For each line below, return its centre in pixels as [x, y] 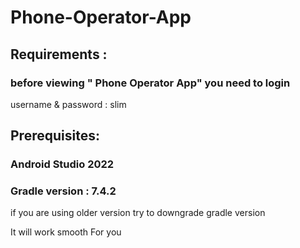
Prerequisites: [55, 136]
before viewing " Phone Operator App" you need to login [150, 83]
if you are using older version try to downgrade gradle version [138, 213]
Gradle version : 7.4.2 [63, 191]
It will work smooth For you [66, 232]
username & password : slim [68, 104]
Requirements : [59, 54]
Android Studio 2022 [62, 164]
